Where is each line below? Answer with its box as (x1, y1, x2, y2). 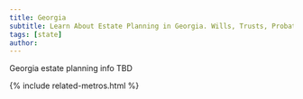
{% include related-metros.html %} (9, 80, 140, 91)
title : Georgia (9, 13, 67, 22)
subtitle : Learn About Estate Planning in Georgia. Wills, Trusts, (9, 22, 269, 31)
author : (9, 38, 39, 48)
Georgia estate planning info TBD (9, 63, 133, 74)
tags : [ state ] (9, 30, 63, 39)
